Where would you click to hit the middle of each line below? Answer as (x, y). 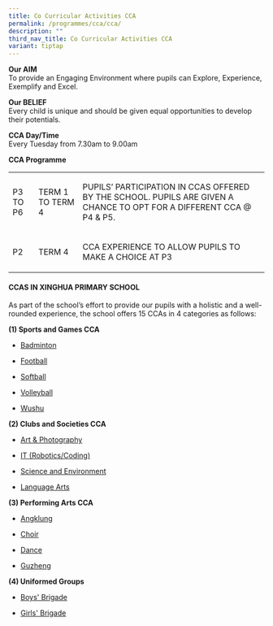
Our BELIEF (28, 102)
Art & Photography (51, 440)
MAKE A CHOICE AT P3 (127, 257)
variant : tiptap (36, 46)
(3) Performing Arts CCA (51, 503)
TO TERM (56, 202)
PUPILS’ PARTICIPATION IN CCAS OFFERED (166, 187)
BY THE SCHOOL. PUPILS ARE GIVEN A (158, 198)
